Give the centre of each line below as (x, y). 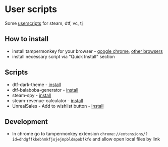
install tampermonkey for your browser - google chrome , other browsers (87, 51)
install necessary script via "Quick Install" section (63, 56)
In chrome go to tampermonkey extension (55, 134)
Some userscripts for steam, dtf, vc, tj (44, 23)
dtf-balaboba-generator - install (45, 90)
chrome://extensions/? (124, 134)
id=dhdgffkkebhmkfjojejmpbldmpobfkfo (52, 139)
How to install (27, 39)
